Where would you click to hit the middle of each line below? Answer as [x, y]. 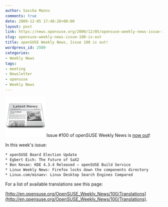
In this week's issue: [26, 145]
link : [11, 32]
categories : [17, 53]
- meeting [15, 69]
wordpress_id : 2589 [25, 48]
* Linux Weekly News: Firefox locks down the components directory [77, 170]
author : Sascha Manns [28, 11]
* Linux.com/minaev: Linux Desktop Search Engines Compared [69, 175]
